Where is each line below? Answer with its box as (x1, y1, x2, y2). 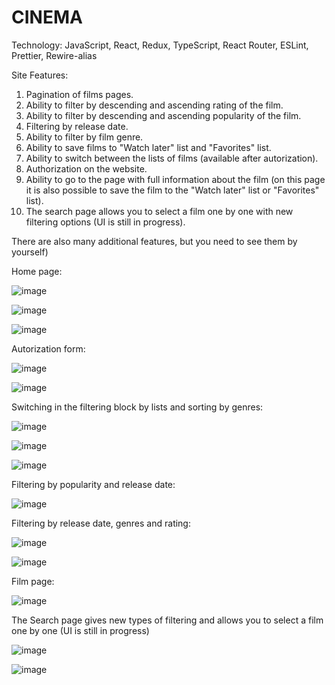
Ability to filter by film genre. (25, 131, 144, 143)
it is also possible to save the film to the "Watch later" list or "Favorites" (25, 184, 320, 196)
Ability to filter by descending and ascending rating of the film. (25, 99, 284, 111)
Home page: (11, 265, 63, 277)
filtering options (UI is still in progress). (25, 216, 186, 228)
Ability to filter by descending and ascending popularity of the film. (25, 109, 302, 121)
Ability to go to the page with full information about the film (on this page (25, 173, 326, 185)
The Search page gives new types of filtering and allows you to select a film (11, 614, 324, 626)
